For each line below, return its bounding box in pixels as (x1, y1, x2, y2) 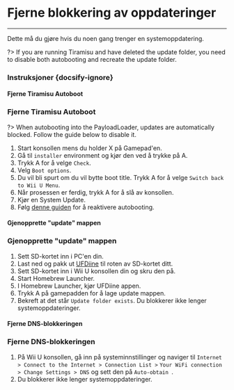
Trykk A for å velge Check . (17, 159, 92, 167)
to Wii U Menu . (17, 181, 61, 189)
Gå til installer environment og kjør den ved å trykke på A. (17, 151, 188, 159)
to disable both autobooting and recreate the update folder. (7, 55, 178, 63)
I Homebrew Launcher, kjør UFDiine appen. (17, 282, 141, 290)
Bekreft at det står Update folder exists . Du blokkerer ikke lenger (17, 296, 207, 304)
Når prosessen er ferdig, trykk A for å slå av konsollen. (17, 188, 174, 196)
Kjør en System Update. (17, 195, 86, 204)
